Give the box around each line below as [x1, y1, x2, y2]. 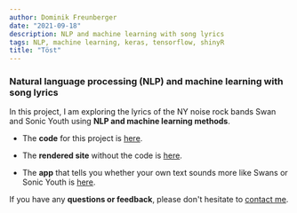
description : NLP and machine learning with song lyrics [9, 29, 225, 38]
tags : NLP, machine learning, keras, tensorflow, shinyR [9, 37, 225, 47]
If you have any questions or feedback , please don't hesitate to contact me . [9, 194, 289, 205]
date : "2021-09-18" [9, 21, 82, 30]
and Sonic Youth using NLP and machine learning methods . [9, 116, 231, 127]
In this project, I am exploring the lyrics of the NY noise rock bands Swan [9, 106, 277, 117]
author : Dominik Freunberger [9, 12, 117, 22]
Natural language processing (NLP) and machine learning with [9, 75, 284, 88]
